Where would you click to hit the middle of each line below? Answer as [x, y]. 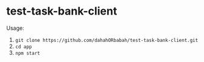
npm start [28, 53]
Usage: [15, 28]
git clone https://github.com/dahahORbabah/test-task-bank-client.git [107, 40]
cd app [23, 47]
